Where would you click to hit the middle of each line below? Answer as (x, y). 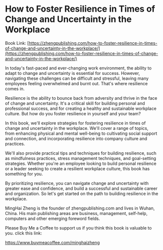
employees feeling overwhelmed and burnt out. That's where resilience (76, 83)
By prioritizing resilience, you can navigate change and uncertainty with (77, 183)
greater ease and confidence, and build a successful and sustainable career (81, 188)
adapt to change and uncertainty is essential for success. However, (72, 73)
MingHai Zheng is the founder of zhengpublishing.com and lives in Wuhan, (80, 208)
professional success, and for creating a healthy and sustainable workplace (81, 108)
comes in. (15, 89)
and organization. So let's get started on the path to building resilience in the (82, 194)
